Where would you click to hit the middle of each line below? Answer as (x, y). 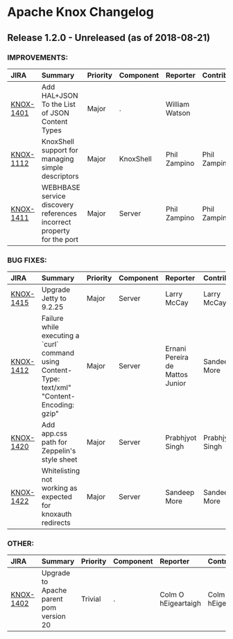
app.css (54, 434)
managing (58, 159)
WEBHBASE (61, 187)
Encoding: (58, 405)
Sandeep (180, 493)
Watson (178, 113)
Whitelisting (61, 471)
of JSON (55, 113)
